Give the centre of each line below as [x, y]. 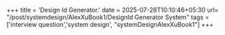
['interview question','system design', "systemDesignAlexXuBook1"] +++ [110, 24]
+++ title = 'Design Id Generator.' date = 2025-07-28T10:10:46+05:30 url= [113, 10]
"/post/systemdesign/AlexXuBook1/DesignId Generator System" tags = [108, 17]
